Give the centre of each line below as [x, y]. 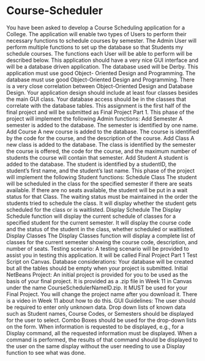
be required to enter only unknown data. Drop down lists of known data [96, 307]
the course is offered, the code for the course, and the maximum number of [102, 151]
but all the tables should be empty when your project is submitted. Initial [97, 268]
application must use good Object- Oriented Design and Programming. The [101, 73]
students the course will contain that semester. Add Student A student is [97, 157]
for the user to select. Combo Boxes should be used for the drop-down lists [102, 320]
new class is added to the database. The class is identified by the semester [101, 144]
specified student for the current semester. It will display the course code [99, 222]
